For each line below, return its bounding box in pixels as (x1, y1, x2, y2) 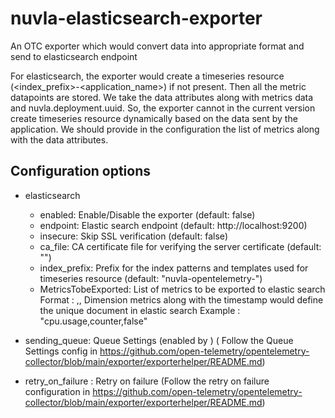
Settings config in (24, 345, 98, 357)
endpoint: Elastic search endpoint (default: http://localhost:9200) (39, 219, 308, 231)
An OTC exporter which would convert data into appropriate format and (10, 40, 305, 52)
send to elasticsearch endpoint (10, 50, 138, 62)
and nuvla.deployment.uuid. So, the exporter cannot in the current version (10, 102, 316, 114)
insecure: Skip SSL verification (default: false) (39, 230, 228, 242)
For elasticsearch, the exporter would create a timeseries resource (10, 70, 285, 82)
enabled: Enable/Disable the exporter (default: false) (39, 208, 256, 221)
